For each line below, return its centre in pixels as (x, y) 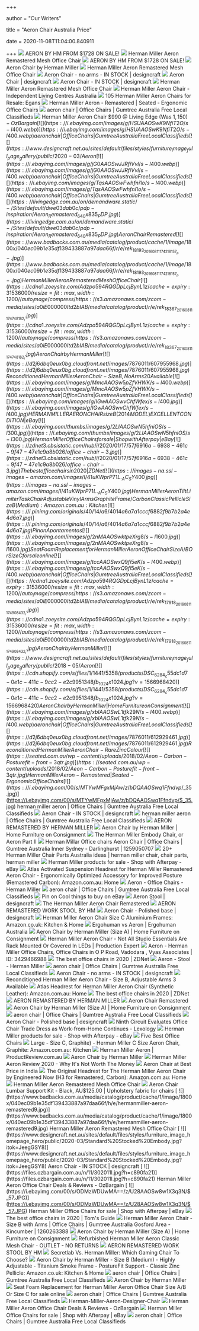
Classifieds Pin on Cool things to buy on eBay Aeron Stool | (86, 896)
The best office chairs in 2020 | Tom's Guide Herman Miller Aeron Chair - (99, 1218)
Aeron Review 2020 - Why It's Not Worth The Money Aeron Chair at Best (99, 1064)
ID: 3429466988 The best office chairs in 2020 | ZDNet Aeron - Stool (98, 959)
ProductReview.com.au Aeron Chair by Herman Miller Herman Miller (96, 1057)
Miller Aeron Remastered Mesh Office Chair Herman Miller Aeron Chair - (98, 89)
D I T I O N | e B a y (22, 420)
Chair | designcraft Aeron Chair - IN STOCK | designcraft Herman (93, 82)
